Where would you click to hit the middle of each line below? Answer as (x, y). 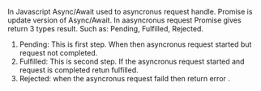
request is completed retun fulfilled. (79, 70)
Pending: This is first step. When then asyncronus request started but (135, 44)
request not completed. (58, 53)
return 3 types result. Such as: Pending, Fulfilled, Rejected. (106, 29)
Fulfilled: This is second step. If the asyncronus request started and (132, 61)
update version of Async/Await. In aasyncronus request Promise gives (124, 20)
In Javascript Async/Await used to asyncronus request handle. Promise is (130, 12)
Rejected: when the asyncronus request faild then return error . (124, 79)
